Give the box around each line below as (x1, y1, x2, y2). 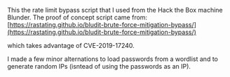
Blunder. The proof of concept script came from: (7, 13, 148, 22)
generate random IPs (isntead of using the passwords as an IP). (7, 62, 191, 70)
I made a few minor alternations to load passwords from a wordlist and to (7, 55, 219, 63)
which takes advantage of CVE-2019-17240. (7, 42, 135, 49)
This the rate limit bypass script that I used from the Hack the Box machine (7, 6, 223, 14)
